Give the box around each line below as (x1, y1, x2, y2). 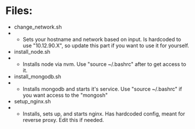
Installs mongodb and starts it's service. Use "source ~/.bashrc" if (22, 85, 182, 92)
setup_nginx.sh (13, 97, 51, 104)
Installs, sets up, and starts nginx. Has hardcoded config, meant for (22, 110, 186, 117)
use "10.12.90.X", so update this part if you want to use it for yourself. (22, 42, 190, 49)
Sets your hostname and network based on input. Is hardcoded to (22, 36, 182, 43)
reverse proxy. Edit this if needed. (22, 116, 104, 123)
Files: (5, 4, 33, 18)
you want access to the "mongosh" (22, 92, 108, 99)
